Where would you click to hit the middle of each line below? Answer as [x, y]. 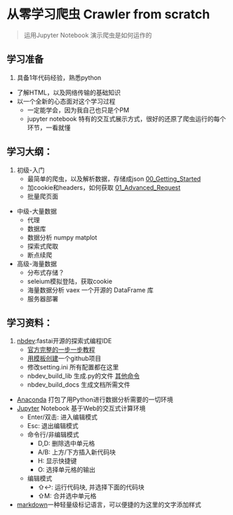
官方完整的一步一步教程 [61, 350]
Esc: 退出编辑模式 [53, 426]
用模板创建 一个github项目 [64, 359]
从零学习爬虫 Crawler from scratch [108, 14]
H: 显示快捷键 [57, 461]
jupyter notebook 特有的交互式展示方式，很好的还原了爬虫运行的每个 [126, 118]
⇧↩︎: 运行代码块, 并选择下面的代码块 [91, 487]
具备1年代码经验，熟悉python [59, 77]
